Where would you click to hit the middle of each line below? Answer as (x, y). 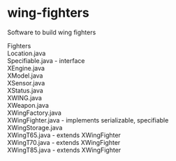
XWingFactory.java (34, 113)
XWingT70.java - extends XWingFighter (64, 142)
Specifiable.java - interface (46, 60)
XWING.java (24, 98)
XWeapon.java (28, 105)
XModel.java (25, 76)
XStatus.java (25, 90)
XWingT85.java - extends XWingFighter (64, 150)
